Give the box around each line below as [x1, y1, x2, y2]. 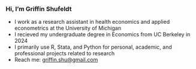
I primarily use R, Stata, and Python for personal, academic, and [14, 43, 172, 51]
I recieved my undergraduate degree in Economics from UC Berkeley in [14, 31, 191, 38]
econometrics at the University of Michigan [14, 24, 121, 32]
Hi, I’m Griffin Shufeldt [5, 5, 72, 13]
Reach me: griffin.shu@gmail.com [14, 56, 98, 64]
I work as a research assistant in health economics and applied [14, 18, 170, 26]
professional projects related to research [14, 50, 115, 57]
